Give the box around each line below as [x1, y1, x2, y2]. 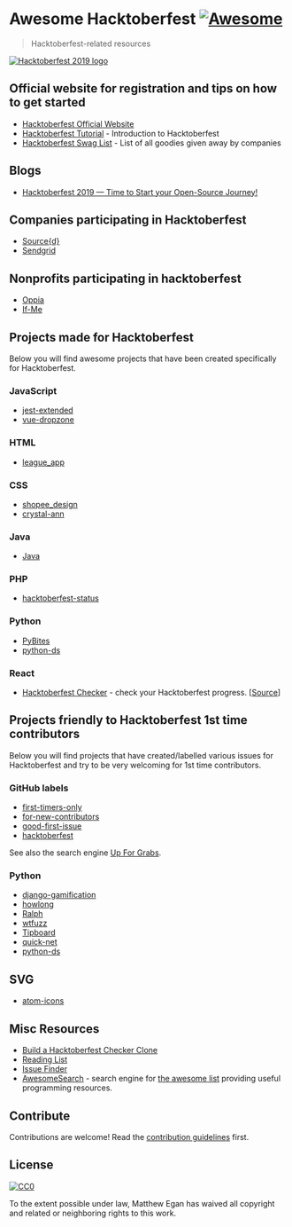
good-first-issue [21, 821, 82, 831]
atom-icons [21, 995, 65, 1006]
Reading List [21, 1054, 68, 1065]
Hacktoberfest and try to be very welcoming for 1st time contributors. [9, 759, 262, 770]
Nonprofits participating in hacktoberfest [9, 271, 242, 286]
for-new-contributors [21, 812, 100, 822]
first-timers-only [21, 802, 82, 813]
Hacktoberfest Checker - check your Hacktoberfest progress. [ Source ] [21, 688, 281, 698]
